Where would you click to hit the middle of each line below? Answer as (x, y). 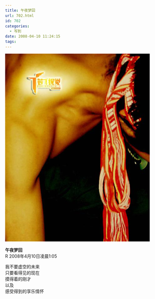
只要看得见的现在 (22, 273)
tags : (11, 42)
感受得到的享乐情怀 (25, 291)
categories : (17, 26)
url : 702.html (20, 16)
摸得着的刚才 (18, 279)
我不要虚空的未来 (22, 266)
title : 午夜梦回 (20, 10)
